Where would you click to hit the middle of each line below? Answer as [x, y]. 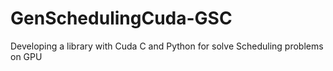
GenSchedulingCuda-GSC [121, 18]
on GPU [26, 56]
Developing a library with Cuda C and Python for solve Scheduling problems [167, 46]
